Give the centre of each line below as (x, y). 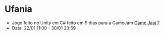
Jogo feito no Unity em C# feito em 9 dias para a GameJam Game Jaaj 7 (86, 23)
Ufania (19, 9)
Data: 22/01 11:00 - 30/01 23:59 (44, 28)
